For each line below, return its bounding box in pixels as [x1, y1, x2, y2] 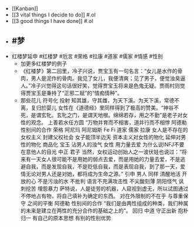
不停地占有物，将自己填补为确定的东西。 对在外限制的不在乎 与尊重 [20, 192, 183, 199]
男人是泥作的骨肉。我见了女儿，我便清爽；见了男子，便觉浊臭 [31, 75, 180, 82]
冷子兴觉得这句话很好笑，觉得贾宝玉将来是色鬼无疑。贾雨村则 [30, 82, 180, 89]
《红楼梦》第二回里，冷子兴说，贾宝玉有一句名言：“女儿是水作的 [20, 67, 178, 74]
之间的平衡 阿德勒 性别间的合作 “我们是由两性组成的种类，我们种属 [27, 199, 189, 206]
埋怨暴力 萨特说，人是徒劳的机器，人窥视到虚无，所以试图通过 [37, 185, 189, 192]
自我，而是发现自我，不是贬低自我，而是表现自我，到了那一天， [25, 163, 180, 170]
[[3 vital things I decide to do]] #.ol [11, 11, 96, 18]
